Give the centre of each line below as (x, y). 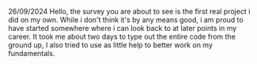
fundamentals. (32, 53)
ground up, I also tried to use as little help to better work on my (111, 45)
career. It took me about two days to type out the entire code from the (122, 36)
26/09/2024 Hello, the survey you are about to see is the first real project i (129, 11)
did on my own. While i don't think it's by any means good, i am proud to (126, 20)
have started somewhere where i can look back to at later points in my (123, 28)
